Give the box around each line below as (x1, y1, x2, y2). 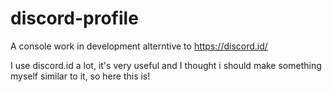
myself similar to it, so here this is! (10, 70, 151, 82)
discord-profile (10, 7, 139, 30)
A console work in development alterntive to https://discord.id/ (10, 40, 268, 52)
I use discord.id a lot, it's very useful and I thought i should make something (10, 59, 322, 71)
